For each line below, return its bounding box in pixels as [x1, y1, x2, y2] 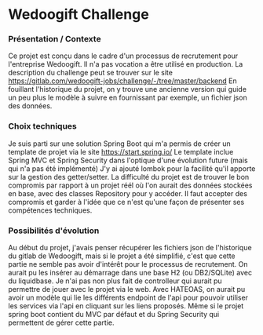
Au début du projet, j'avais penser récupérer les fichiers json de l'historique [8, 243, 253, 253]
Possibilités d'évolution [8, 225, 100, 236]
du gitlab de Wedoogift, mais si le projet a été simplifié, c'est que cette [8, 251, 236, 260]
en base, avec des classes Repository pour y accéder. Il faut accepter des [8, 188, 247, 198]
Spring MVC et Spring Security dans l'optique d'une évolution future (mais [8, 155, 249, 165]
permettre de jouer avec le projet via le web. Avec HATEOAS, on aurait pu [8, 285, 246, 294]
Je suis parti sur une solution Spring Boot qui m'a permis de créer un [8, 139, 232, 148]
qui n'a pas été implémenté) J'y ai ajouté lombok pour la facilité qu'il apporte [8, 163, 256, 173]
